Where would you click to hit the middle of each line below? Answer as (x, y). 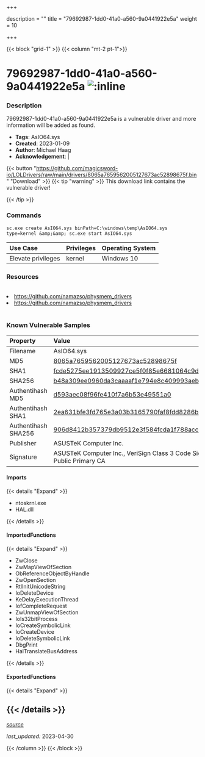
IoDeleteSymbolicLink (42, 638)
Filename (23, 351)
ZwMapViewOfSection (43, 567)
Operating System (129, 248)
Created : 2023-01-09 (42, 143)
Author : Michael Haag (43, 150)
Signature (23, 457)
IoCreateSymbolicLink (43, 625)
